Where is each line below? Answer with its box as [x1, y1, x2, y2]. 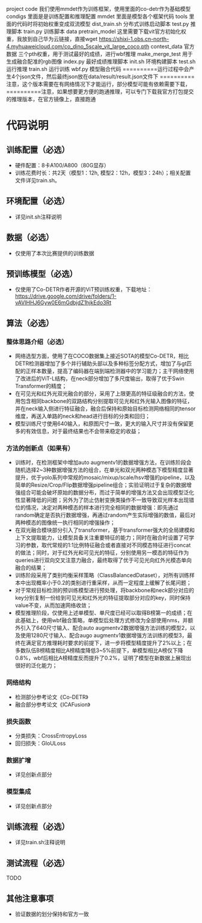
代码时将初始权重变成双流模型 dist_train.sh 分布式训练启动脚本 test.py [16, 20, 189, 27]
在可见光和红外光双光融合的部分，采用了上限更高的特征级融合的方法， [14, 390, 189, 397]
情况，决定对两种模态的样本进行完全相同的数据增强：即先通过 [25, 504, 179, 511]
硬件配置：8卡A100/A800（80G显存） [14, 162, 109, 168]
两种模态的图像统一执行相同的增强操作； [14, 519, 115, 526]
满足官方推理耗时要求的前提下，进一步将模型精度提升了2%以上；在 [25, 640, 192, 647]
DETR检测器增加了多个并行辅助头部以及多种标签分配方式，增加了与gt [14, 360, 187, 367]
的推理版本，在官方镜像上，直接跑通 [6, 96, 96, 102]
